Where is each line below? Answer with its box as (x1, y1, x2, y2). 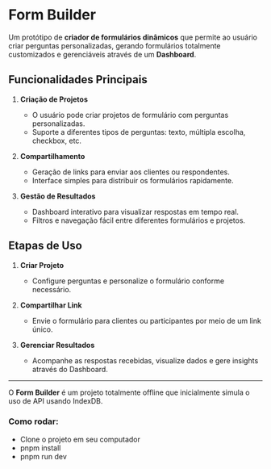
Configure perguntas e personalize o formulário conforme (31, 276, 224, 286)
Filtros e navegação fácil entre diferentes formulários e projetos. (31, 216, 246, 225)
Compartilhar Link (19, 300, 82, 310)
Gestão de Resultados (19, 191, 96, 201)
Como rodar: (8, 416, 59, 427)
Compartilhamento (19, 151, 85, 161)
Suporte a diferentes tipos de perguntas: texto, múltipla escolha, (31, 127, 246, 136)
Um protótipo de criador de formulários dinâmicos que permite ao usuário (8, 32, 258, 42)
